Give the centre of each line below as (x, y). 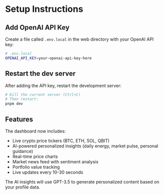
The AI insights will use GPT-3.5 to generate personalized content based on (82, 182)
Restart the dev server (40, 73)
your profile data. (23, 187)
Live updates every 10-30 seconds (48, 172)
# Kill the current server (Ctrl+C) (43, 95)
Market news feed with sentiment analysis (55, 162)
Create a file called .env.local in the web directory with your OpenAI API (80, 39)
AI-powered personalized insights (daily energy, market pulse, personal (85, 146)
